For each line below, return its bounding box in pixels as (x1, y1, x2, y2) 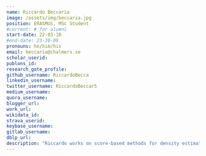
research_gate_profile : (6, 66, 67, 72)
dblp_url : (6, 135, 32, 141)
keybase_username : (6, 123, 53, 130)
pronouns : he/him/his (6, 44, 62, 50)
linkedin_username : (6, 77, 56, 84)
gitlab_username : (6, 129, 51, 135)
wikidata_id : (6, 112, 40, 118)
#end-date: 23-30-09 (6, 37, 59, 44)
